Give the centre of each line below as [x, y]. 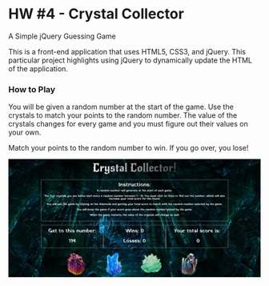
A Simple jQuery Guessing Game [62, 36]
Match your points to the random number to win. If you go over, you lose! [128, 148]
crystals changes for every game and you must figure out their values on [128, 124]
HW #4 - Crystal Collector [96, 14]
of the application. [38, 68]
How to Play [32, 89]
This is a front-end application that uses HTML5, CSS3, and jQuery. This [127, 51]
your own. [25, 132]
